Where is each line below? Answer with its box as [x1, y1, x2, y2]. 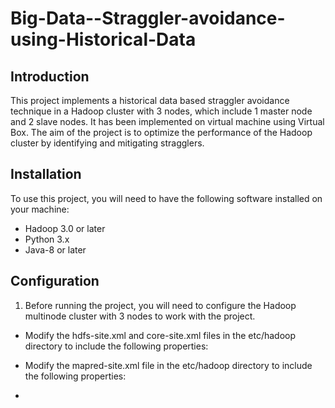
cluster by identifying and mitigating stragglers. [10, 137, 205, 149]
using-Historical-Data [10, 28, 197, 51]
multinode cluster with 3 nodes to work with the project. [24, 310, 256, 322]
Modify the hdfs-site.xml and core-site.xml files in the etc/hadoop [24, 329, 297, 341]
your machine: [10, 203, 70, 215]
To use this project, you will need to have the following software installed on [10, 192, 323, 204]
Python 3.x [24, 233, 70, 245]
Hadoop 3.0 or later [24, 222, 106, 234]
